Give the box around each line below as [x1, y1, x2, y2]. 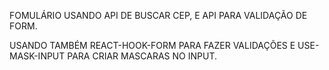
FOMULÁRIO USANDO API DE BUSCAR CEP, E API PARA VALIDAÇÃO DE [9, 10, 308, 21]
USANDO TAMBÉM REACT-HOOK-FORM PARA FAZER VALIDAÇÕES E [9, 40, 296, 51]
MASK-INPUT [9, 50, 66, 62]
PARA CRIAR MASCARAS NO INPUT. [67, 50, 217, 62]
